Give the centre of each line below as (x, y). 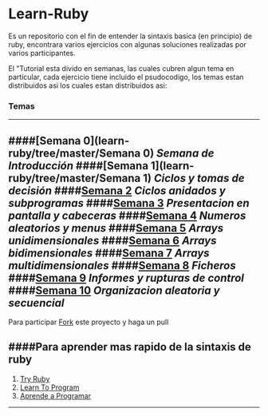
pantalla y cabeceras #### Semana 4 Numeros (127, 215)
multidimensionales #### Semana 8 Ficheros (122, 265)
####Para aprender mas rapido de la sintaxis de (130, 347)
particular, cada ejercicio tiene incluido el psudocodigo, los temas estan (126, 77)
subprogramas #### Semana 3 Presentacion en (129, 203)
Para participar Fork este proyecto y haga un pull (89, 322)
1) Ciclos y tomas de (194, 178)
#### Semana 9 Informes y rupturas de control (126, 277)
